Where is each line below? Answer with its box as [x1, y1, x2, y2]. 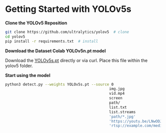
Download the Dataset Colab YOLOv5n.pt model [5, 48, 106, 54]
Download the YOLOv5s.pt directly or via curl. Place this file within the [5, 57, 148, 63]
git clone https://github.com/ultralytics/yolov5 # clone [5, 29, 129, 34]
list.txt [109, 105, 127, 110]
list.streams [109, 109, 136, 115]
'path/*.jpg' [109, 114, 136, 119]
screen [109, 96, 123, 101]
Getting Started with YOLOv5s [5, 3, 132, 15]
